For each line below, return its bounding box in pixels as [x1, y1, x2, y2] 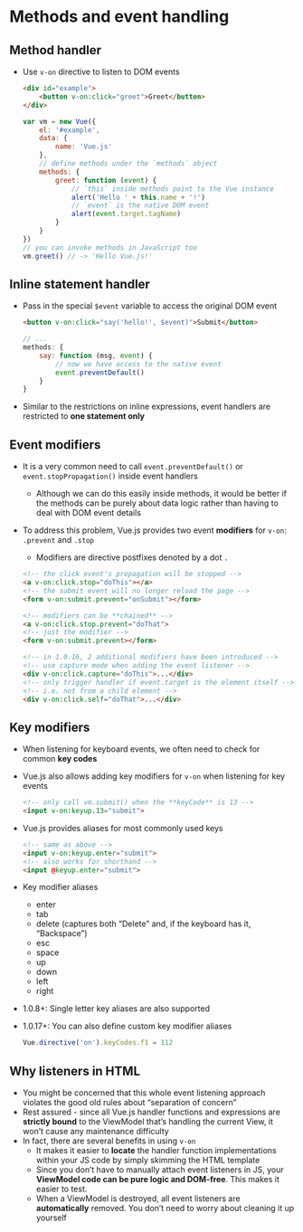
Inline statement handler [9, 276, 151, 291]
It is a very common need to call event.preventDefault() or [22, 461, 244, 472]
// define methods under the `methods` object [39, 159, 218, 168]
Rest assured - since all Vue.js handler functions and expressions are [22, 1106, 280, 1118]
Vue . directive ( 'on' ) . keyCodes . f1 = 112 [22, 1038, 174, 1047]
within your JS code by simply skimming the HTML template [35, 1155, 260, 1166]
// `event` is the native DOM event [71, 201, 210, 210]
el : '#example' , [39, 125, 100, 135]
